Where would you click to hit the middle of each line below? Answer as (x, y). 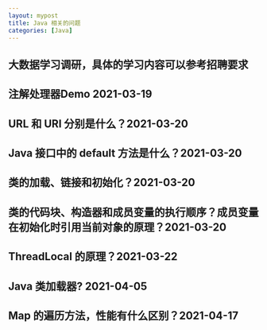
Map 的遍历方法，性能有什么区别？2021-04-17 (123, 315)
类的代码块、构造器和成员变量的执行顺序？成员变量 (133, 212)
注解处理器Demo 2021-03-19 (80, 94)
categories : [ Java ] (41, 30)
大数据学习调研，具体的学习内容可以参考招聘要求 (128, 64)
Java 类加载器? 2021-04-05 (78, 286)
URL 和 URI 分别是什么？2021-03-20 (98, 124)
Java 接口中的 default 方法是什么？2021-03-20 (125, 153)
